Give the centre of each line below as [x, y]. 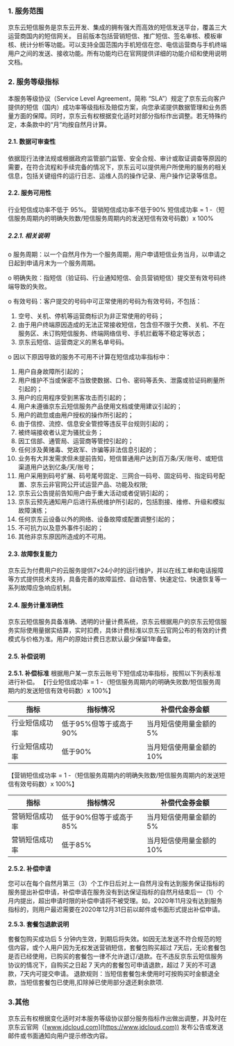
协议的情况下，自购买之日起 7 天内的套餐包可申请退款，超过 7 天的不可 [109, 965]
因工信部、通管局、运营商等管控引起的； [76, 441]
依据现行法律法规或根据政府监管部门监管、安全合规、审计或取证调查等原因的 [117, 158]
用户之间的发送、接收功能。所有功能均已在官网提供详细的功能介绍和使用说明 [117, 53]
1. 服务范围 [26, 10]
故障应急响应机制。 [47, 588]
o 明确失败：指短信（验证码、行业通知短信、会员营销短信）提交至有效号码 [114, 277]
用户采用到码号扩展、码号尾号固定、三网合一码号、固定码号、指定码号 [118, 475]
